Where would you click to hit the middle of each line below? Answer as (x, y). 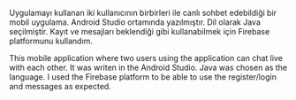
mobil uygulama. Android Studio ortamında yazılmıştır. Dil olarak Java (135, 22)
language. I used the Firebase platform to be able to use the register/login (143, 77)
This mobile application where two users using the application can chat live (146, 58)
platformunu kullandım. (51, 41)
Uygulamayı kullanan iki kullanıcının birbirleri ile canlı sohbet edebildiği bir (143, 13)
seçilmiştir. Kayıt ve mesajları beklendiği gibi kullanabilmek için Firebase (140, 31)
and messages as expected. (61, 86)
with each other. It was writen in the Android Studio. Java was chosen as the (148, 67)
